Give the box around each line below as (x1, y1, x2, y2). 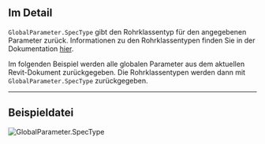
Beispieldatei (8, 106, 74, 120)
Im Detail (8, 6, 53, 20)
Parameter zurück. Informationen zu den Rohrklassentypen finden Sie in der (8, 35, 256, 45)
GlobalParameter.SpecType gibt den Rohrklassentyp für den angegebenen (8, 27, 247, 36)
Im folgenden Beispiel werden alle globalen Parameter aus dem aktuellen (8, 59, 245, 68)
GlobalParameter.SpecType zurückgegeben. (8, 76, 148, 85)
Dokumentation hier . (8, 43, 74, 54)
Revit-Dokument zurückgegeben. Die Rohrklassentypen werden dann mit (8, 67, 246, 77)
